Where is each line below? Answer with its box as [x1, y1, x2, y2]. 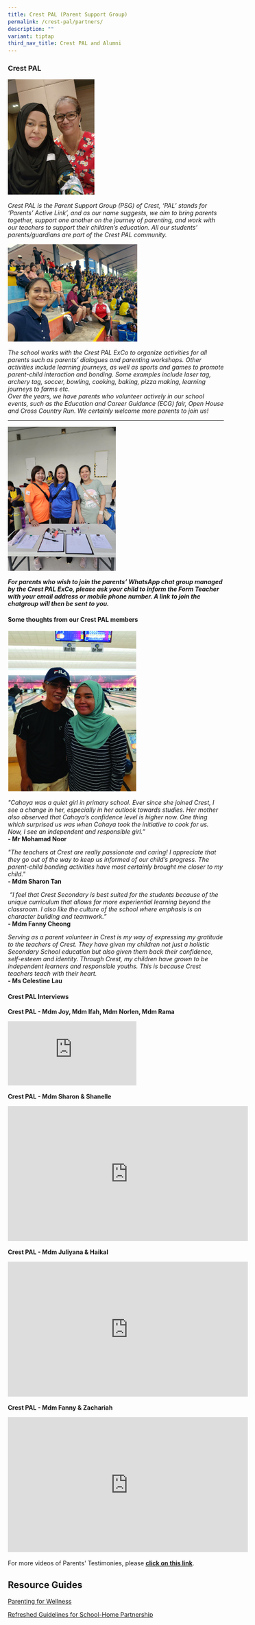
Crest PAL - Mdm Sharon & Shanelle [8, 1092, 112, 1100]
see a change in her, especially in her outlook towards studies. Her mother [8, 806, 219, 814]
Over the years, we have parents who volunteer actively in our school [8, 392, 204, 400]
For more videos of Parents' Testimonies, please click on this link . [8, 1559, 195, 1567]
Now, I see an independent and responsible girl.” [8, 828, 146, 836]
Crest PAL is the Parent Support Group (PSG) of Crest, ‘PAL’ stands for [8, 202, 208, 210]
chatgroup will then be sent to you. [8, 599, 109, 607]
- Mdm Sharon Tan [8, 878, 62, 886]
